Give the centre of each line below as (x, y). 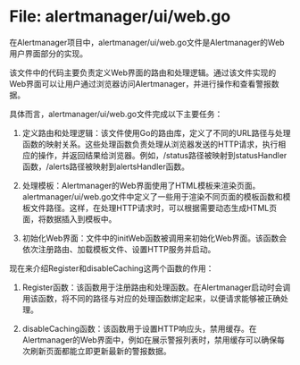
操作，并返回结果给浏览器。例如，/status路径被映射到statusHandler (162, 155)
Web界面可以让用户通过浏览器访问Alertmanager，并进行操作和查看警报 (141, 83)
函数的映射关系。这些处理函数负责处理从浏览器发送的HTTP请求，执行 (150, 144)
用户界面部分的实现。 (48, 53)
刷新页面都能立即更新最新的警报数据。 (100, 351)
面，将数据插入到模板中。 (69, 219)
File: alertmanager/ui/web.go (120, 17)
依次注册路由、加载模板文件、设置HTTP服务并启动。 (119, 249)
